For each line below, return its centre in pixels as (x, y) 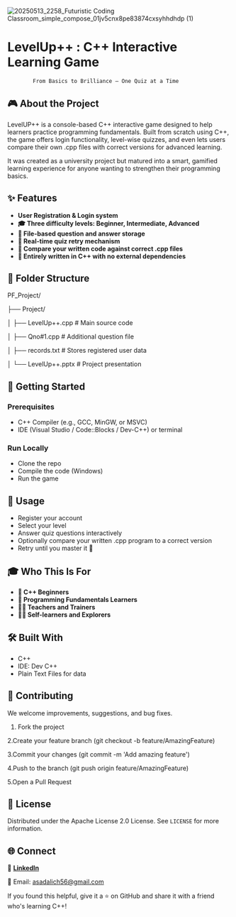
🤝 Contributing (40, 696)
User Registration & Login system (68, 215)
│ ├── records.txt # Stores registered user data (77, 351)
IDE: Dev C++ (38, 666)
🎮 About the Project (53, 104)
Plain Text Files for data (52, 674)
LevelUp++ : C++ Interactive (92, 47)
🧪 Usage (26, 501)
